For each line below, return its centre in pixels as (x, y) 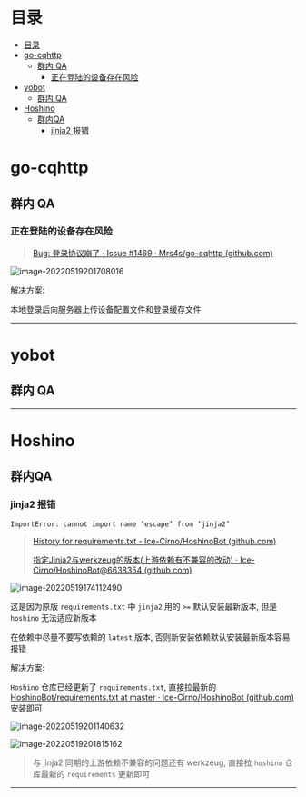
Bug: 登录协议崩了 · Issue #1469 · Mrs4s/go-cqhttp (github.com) (153, 253)
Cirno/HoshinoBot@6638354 (87, 570)
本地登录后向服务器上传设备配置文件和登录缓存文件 (106, 309)
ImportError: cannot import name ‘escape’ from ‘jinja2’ (120, 524)
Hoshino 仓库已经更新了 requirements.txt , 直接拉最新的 (114, 687)
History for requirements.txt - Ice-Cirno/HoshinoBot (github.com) (154, 541)
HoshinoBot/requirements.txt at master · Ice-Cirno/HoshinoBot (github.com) (152, 697)
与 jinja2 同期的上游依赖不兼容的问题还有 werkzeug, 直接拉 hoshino (158, 762)
